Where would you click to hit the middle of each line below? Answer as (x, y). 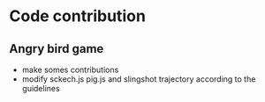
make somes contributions (70, 69)
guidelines (41, 88)
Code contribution (77, 16)
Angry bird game (57, 49)
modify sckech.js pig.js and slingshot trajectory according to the (139, 79)
